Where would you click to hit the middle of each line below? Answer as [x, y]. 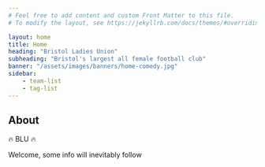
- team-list [42, 81]
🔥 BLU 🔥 [22, 139]
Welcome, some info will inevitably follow [75, 155]
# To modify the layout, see [56, 23]
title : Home [28, 44]
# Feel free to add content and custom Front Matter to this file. [121, 15]
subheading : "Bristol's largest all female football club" [107, 59]
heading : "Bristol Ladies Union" [63, 52]
